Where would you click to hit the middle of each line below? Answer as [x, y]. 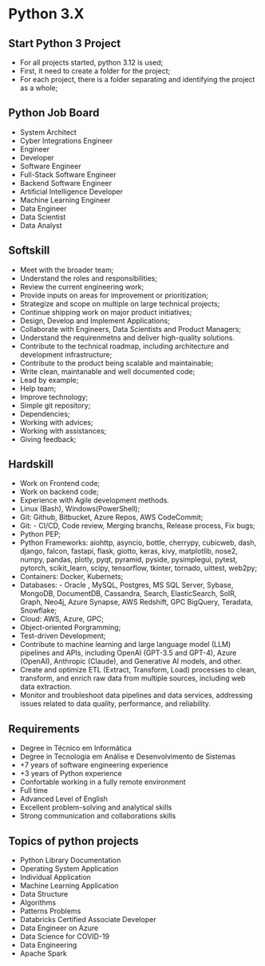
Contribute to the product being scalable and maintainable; [117, 363]
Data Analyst [41, 225]
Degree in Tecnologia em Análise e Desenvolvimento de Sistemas [128, 757]
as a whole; [39, 88]
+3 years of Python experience [71, 774]
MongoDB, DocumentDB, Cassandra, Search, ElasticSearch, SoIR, [128, 593]
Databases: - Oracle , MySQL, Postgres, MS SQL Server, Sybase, [127, 585]
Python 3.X [46, 14]
